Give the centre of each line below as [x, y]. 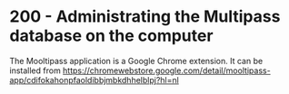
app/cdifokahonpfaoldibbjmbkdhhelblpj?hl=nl [94, 80]
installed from [35, 70]
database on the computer [111, 36]
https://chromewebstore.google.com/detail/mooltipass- [166, 70]
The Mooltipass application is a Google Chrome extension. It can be [136, 61]
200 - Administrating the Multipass [145, 17]
